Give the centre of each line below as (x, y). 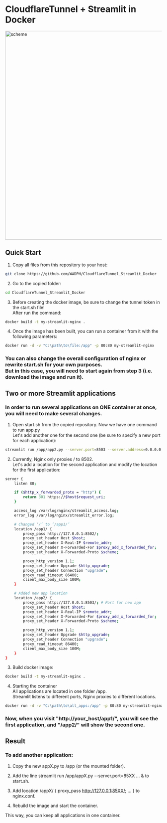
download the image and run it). (44, 377)
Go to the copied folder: (37, 283)
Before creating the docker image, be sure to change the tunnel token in (86, 302)
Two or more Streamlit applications (60, 393)
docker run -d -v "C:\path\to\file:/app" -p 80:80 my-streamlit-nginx (80, 346)
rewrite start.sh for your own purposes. (54, 365)
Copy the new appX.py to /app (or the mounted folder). (69, 766)
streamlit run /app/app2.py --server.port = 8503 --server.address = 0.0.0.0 (83, 450)
